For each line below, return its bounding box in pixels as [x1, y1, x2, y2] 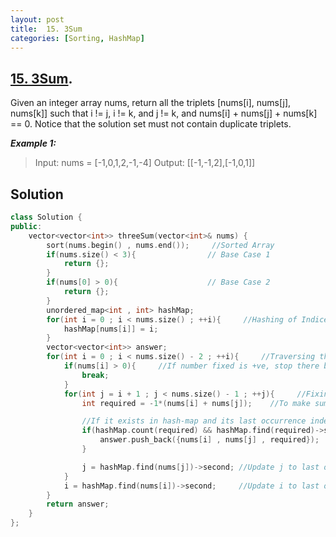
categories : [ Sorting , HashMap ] [10, 33, 145, 43]
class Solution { [10, 212, 83, 222]
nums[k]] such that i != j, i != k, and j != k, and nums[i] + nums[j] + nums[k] [10, 107, 318, 120]
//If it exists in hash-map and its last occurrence [81, 416, 307, 426]
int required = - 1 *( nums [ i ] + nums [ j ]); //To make [81, 398, 311, 408]
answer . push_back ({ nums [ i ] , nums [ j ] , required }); [99, 435, 320, 445]
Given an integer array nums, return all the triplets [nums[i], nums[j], [10, 97, 292, 109]
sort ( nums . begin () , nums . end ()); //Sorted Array [46, 240, 275, 250]
